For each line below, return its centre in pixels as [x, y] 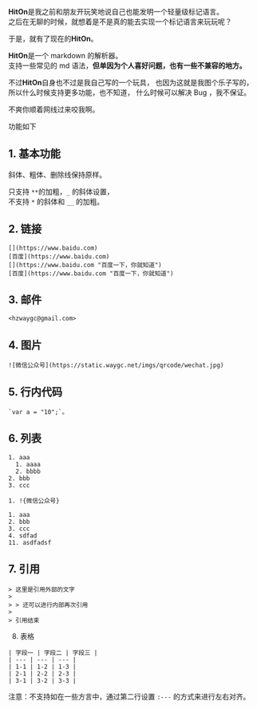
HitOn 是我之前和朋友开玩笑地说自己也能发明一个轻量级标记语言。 [116, 12]
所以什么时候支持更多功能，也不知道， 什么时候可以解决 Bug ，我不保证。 [130, 93]
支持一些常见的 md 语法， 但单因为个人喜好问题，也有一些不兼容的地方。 [127, 65]
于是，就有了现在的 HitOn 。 [53, 39]
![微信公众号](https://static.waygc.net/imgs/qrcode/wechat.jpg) [116, 365]
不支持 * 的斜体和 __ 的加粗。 [56, 201]
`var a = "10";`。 [38, 412]
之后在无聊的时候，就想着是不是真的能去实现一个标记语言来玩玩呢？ [120, 22]
